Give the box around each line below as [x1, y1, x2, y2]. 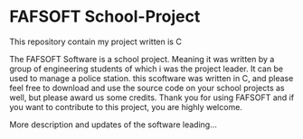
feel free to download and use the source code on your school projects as [9, 82, 285, 93]
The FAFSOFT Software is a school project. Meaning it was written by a [9, 53, 275, 64]
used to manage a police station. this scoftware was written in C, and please [9, 72, 294, 83]
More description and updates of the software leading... [9, 119, 217, 130]
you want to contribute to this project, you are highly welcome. [9, 101, 242, 112]
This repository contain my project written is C [9, 36, 183, 47]
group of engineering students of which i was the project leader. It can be [9, 63, 283, 74]
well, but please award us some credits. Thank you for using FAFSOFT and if [9, 92, 295, 103]
